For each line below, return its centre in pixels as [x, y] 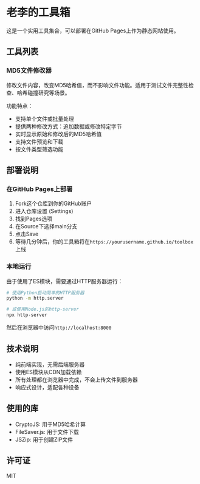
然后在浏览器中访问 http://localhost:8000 [59, 328]
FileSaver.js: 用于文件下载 [47, 432]
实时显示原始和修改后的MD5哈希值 [58, 134]
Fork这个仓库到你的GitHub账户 [53, 204]
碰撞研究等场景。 [49, 93]
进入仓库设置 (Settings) [44, 211]
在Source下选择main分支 [46, 226]
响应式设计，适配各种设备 [47, 387]
